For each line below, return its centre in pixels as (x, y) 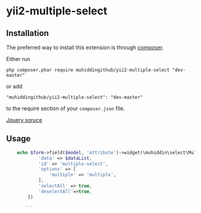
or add (14, 86)
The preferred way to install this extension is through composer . (85, 47)
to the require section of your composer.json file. (66, 108)
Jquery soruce (24, 120)
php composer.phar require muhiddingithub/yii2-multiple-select (88, 70)
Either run (18, 59)
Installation (28, 33)
